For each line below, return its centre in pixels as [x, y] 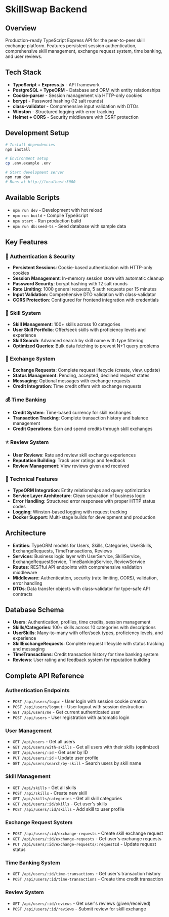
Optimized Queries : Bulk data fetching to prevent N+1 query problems [86, 346]
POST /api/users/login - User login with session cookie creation [80, 701]
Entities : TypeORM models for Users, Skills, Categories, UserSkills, [82, 545]
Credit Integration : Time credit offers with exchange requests [77, 386]
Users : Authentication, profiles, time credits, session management [81, 622]
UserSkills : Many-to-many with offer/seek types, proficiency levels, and [88, 633]
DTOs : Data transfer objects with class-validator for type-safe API [81, 588]
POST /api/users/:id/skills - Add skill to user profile [69, 809]
